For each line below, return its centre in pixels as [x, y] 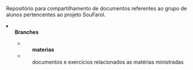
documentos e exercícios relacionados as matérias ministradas [108, 62]
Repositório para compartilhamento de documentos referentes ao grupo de [96, 8]
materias [43, 50]
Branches [27, 32]
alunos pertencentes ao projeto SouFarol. [56, 15]
